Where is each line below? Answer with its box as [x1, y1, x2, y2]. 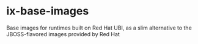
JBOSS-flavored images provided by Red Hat [6, 30, 120, 37]
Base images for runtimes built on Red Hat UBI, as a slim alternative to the [6, 24, 193, 31]
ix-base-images [6, 4, 89, 18]
